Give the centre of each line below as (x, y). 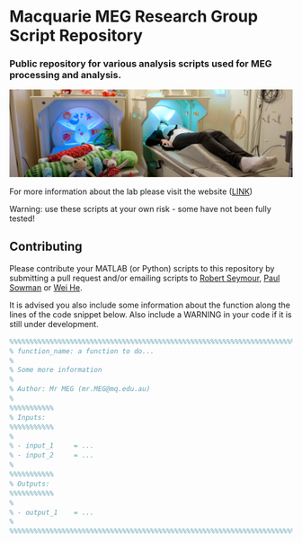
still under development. (54, 324)
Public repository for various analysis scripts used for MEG (141, 64)
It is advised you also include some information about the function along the (150, 305)
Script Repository (76, 36)
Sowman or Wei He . (46, 287)
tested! (22, 218)
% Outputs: (30, 484)
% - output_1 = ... (52, 512)
